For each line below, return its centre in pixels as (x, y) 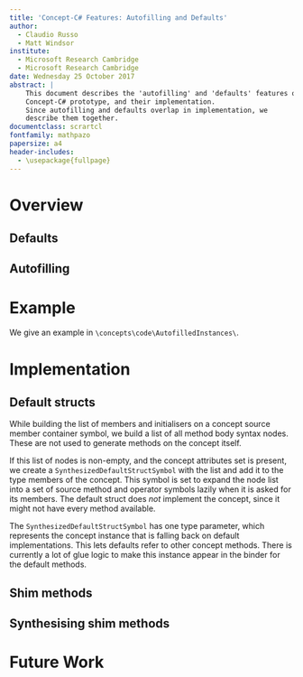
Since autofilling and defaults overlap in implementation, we (147, 110)
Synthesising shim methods (90, 624)
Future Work (57, 662)
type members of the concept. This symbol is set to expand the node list (144, 480)
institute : (30, 51)
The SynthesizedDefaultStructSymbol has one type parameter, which (137, 526)
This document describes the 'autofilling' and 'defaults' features (157, 93)
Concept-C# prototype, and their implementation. (121, 102)
